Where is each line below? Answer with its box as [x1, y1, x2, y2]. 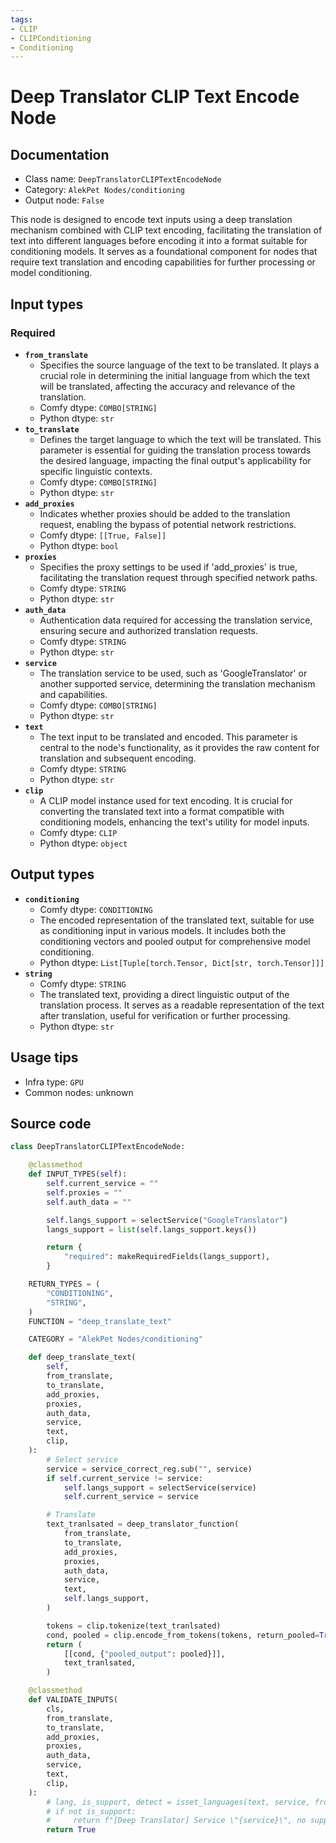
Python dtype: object [39, 837, 128, 849]
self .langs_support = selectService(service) [63, 1482, 257, 1493]
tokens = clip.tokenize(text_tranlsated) [46, 1621, 222, 1631]
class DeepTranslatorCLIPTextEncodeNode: [10, 1142, 186, 1152]
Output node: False [24, 194, 105, 206]
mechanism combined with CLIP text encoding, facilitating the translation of [10, 224, 323, 236]
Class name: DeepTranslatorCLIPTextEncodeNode [24, 173, 222, 185]
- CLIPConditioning [10, 33, 92, 43]
